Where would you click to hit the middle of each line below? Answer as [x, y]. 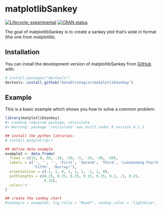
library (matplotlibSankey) [32, 118]
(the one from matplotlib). [31, 37]
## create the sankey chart [33, 198]
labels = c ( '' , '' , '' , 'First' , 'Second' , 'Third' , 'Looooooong [77, 163]
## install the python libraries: [40, 136]
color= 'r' [19, 185]
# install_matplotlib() [29, 140]
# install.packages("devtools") [38, 78]
